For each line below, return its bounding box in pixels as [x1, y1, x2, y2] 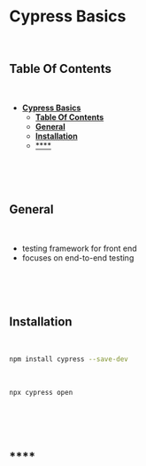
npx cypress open [9, 389, 73, 398]
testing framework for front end [21, 243, 137, 253]
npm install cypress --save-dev [9, 355, 128, 364]
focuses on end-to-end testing [21, 252, 134, 263]
